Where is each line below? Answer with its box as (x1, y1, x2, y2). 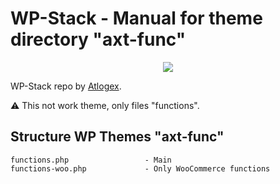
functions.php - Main (10, 155, 172, 165)
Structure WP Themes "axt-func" (10, 128, 225, 146)
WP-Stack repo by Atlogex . (10, 80, 122, 92)
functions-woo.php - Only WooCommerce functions (10, 163, 271, 174)
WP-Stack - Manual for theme (10, 7, 263, 30)
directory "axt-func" (10, 28, 187, 51)
